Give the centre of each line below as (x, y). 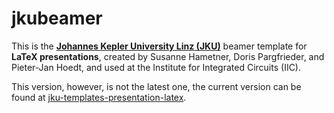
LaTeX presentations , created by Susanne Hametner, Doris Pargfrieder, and (168, 56)
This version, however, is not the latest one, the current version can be (156, 86)
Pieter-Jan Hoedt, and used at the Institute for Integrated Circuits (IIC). (156, 67)
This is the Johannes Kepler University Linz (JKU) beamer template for (159, 46)
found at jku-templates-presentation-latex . (99, 97)
